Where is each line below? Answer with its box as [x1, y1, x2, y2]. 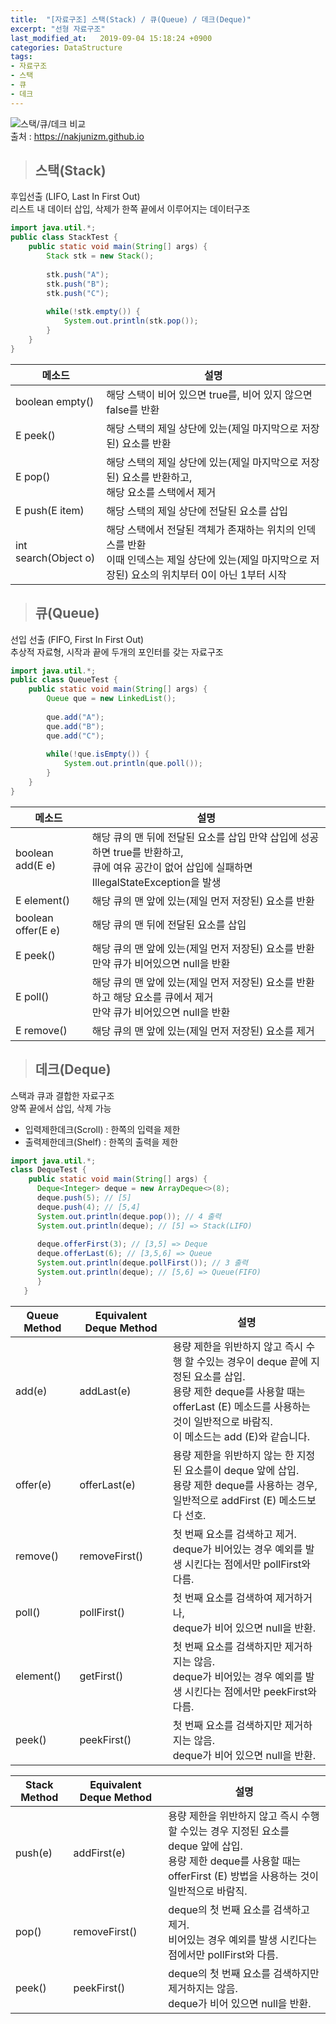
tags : [10, 52, 33, 62]
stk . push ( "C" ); [46, 288, 110, 298]
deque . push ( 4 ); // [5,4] [36, 1202, 141, 1212]
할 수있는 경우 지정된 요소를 [168, 1824, 290, 1838]
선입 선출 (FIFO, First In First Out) [10, 633, 145, 645]
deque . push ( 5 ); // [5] [36, 1193, 132, 1203]
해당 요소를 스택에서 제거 [106, 485, 217, 499]
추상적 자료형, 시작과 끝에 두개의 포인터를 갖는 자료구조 [10, 646, 224, 658]
